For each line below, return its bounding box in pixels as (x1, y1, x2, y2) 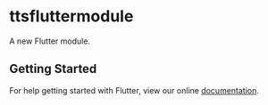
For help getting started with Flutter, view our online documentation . (9, 85, 259, 95)
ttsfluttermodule (9, 6, 134, 27)
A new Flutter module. (9, 36, 91, 46)
